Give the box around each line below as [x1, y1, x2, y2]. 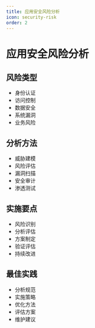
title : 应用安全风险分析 [6, 8, 60, 15]
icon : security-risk [6, 14, 57, 20]
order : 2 [6, 20, 28, 26]
